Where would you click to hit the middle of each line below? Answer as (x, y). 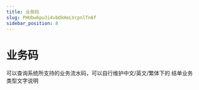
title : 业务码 (23, 12)
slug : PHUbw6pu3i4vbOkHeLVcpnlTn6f (51, 18)
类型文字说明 (22, 81)
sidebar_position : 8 (33, 23)
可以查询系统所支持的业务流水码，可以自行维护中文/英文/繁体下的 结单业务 (100, 73)
